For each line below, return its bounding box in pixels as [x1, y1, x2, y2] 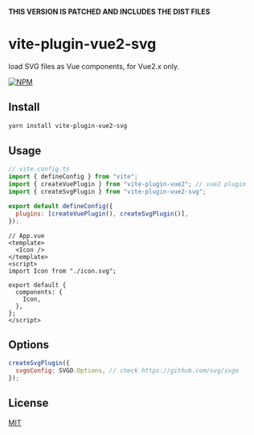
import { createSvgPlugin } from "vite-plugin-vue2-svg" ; [8, 188, 207, 196]
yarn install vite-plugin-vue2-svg [8, 121, 128, 129]
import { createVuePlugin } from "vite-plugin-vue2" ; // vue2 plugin [8, 180, 247, 188]
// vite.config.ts [8, 165, 70, 174]
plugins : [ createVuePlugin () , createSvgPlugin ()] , [15, 209, 189, 218]
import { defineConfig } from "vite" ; [8, 173, 138, 181]
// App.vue [8, 232, 45, 240]
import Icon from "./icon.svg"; [8, 267, 117, 275]
